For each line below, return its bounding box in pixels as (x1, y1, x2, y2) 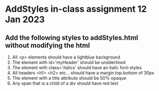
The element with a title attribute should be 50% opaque (12, 75, 127, 81)
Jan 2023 (5, 14, 45, 25)
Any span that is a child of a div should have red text (12, 80, 119, 86)
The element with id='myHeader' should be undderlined (12, 60, 126, 65)
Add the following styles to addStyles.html (5, 33, 138, 42)
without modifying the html (5, 41, 90, 50)
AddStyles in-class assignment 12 (5, 3, 147, 15)
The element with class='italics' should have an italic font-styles (12, 65, 142, 70)
